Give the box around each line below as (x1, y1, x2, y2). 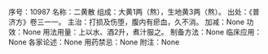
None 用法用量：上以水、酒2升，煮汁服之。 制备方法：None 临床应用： (22, 27, 262, 36)
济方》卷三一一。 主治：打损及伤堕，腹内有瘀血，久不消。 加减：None (8, 17, 245, 27)
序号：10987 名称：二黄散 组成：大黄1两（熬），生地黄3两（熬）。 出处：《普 (8, 7, 260, 16)
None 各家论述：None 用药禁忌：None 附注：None (8, 37, 180, 47)
